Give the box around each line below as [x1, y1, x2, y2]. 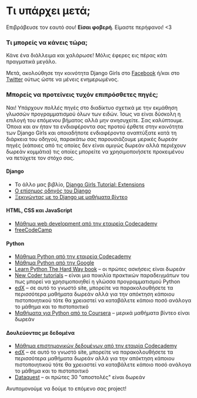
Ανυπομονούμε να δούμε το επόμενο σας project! [6, 385, 126, 392]
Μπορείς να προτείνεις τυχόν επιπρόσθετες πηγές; [6, 90, 159, 99]
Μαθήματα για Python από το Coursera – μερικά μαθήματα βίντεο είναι [14, 309, 190, 317]
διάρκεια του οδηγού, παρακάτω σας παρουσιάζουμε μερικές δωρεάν [6, 135, 178, 142]
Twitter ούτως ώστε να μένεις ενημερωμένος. [6, 76, 119, 83]
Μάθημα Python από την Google [14, 259, 95, 266]
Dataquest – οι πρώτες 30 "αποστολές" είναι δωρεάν [14, 374, 145, 381]
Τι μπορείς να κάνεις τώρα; [6, 38, 88, 47]
